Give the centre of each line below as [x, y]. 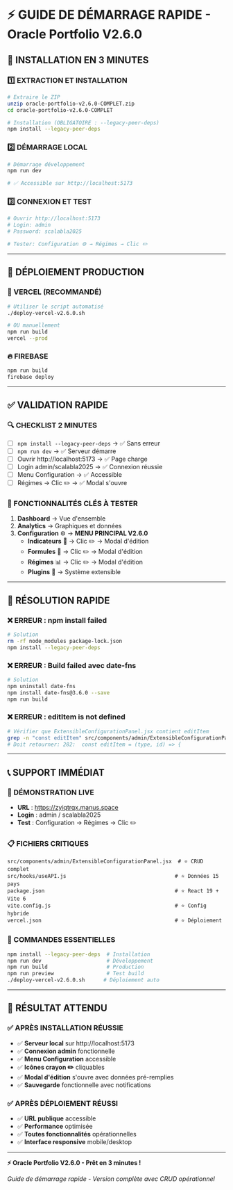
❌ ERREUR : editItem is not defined [67, 717]
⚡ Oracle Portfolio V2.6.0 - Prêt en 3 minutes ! [74, 1163]
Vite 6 [17, 899]
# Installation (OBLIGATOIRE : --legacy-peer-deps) [83, 123]
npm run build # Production [76, 967]
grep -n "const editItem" [44, 738]
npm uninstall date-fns [42, 686]
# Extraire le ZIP [34, 97]
